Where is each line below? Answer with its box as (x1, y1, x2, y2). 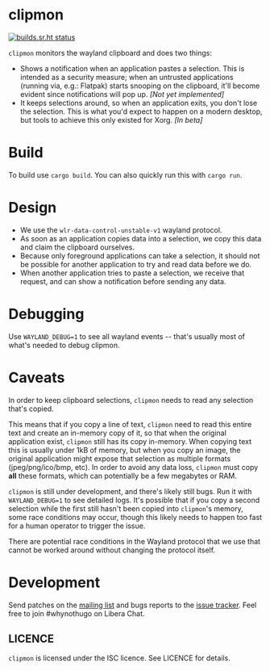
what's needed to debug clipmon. (8, 340, 120, 350)
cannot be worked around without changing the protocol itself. (8, 545, 216, 555)
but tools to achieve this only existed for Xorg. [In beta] (19, 115, 203, 124)
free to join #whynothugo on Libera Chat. (8, 608, 145, 619)
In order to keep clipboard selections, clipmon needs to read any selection (8, 395, 254, 405)
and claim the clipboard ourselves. (19, 242, 135, 252)
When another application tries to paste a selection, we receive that (19, 268, 245, 278)
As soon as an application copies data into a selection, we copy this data (19, 233, 262, 243)
